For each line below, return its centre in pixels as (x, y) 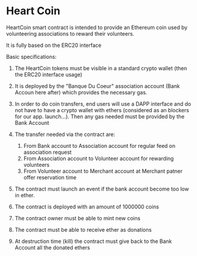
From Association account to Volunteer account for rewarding (98, 158)
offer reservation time (50, 177)
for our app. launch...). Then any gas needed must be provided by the (99, 116)
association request (48, 152)
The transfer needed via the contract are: (65, 134)
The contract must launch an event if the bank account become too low (102, 189)
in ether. (25, 195)
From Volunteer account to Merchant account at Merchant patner (103, 171)
